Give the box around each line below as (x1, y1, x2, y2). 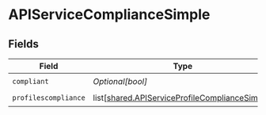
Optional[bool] (93, 75, 148, 86)
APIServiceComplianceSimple (8, 6, 211, 24)
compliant (12, 77, 49, 86)
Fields (8, 37, 40, 51)
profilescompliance (12, 93, 85, 102)
